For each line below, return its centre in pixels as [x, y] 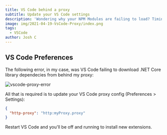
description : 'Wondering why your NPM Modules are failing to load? [78, 19]
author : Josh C [21, 38]
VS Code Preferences [39, 58]
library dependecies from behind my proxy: [49, 74]
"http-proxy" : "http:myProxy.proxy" [47, 113]
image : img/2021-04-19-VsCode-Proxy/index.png [54, 24]
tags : [11, 28]
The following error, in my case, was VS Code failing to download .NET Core [83, 69]
